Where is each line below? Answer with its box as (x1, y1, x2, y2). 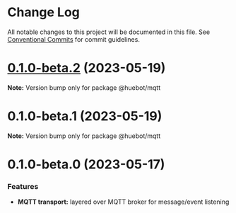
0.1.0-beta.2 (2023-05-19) (7, 60, 166, 76)
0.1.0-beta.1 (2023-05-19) (7, 108, 163, 125)
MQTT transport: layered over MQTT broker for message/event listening (17, 197, 230, 206)
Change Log (7, 4, 80, 21)
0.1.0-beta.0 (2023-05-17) (7, 156, 165, 172)
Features (7, 181, 39, 191)
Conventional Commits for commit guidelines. (7, 35, 140, 43)
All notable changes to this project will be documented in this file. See (7, 28, 211, 36)
